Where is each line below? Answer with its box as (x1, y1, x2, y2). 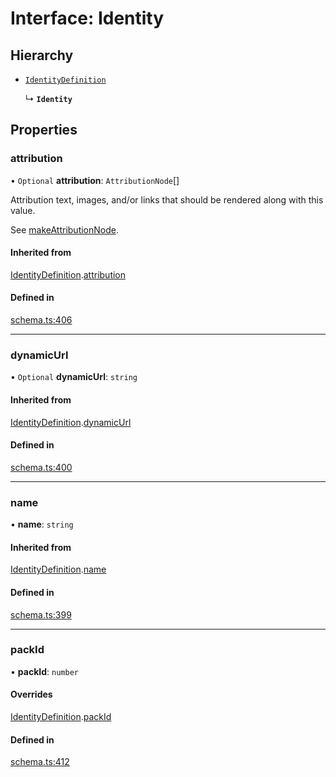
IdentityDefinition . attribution (10, 268, 127, 281)
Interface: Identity (10, 7, 165, 30)
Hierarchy (10, 47, 74, 64)
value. (10, 204, 36, 216)
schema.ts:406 (10, 314, 73, 326)
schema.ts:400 (10, 461, 73, 473)
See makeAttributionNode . (10, 223, 119, 236)
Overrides (10, 688, 53, 701)
